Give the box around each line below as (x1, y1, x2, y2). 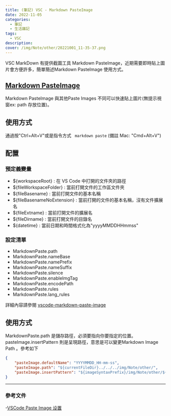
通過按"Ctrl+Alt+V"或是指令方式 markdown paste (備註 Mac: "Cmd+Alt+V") (5, 133, 161, 139)
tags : (5, 31, 17, 36)
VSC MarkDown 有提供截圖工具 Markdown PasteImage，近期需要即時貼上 (5, 60, 161, 66)
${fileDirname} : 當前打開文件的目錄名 (12, 216, 93, 222)
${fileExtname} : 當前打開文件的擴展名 (12, 210, 93, 216)
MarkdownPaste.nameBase (12, 254, 70, 260)
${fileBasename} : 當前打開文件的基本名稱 (12, 190, 101, 196)
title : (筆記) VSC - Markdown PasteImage (5, 7, 93, 13)
